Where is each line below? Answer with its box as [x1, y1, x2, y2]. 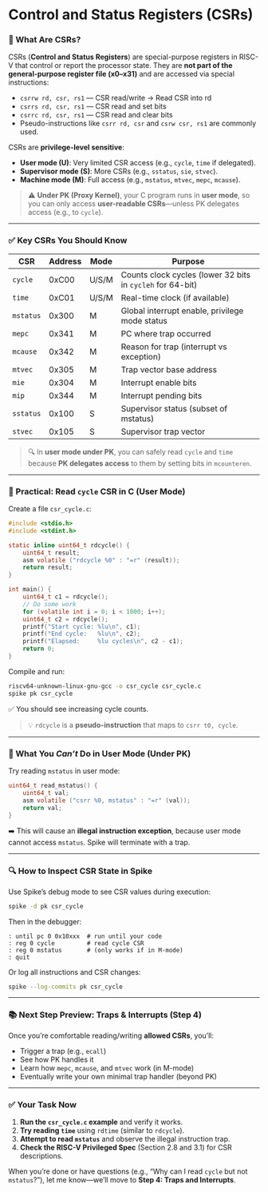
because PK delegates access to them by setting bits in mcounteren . [27, 458, 253, 468]
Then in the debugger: [8, 916, 82, 926]
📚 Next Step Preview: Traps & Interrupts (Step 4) [8, 1009, 202, 1020]
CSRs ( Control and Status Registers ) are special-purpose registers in [8, 52, 238, 62]
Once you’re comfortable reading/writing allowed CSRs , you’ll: [8, 1031, 214, 1040]
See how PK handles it [19, 1055, 94, 1064]
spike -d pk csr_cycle [8, 902, 84, 910]
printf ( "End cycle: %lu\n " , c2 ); [22, 630, 141, 638]
